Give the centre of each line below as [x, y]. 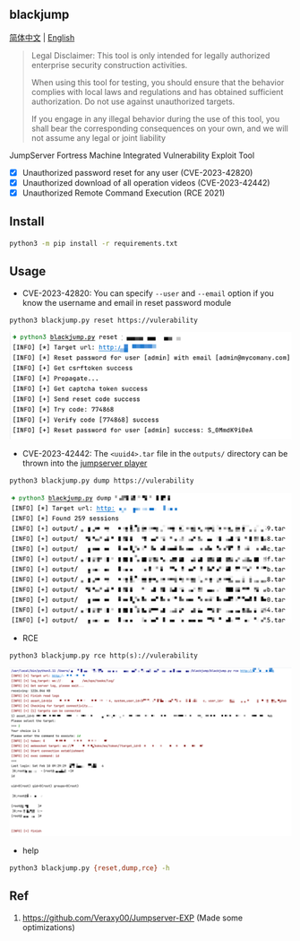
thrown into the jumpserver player [85, 463]
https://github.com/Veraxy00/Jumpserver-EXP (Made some [133, 918]
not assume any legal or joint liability [98, 137]
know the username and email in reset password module [127, 302]
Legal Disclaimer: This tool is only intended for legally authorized [150, 55]
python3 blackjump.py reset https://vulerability [104, 320]
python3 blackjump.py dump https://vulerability [102, 480]
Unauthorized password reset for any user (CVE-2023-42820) [137, 172]
